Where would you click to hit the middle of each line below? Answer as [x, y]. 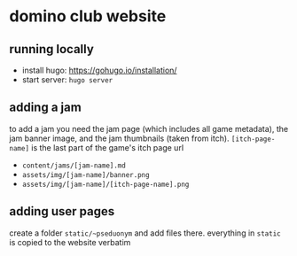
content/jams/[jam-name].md [74, 166]
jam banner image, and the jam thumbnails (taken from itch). [119, 138]
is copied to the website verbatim [70, 242]
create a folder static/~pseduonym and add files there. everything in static [145, 233]
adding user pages [62, 211]
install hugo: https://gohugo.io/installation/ [99, 70]
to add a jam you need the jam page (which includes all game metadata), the [149, 128]
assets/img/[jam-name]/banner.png [86, 175]
